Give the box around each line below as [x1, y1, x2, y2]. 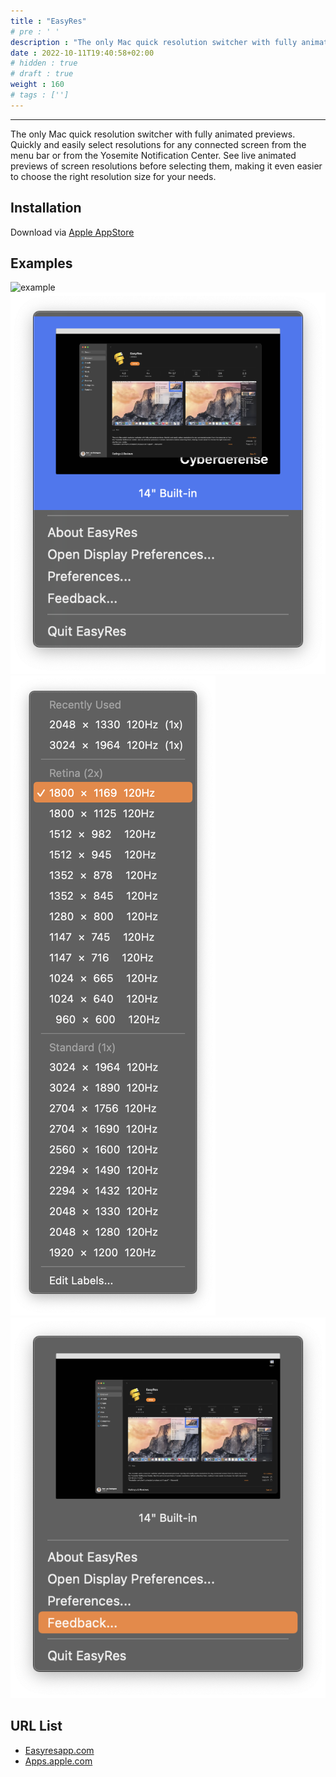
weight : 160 [10, 80, 65, 90]
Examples [10, 255, 73, 272]
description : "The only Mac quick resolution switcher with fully [10, 37, 298, 47]
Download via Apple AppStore [10, 226, 135, 238]
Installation [10, 200, 82, 217]
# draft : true [10, 69, 74, 79]
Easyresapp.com [24, 1744, 95, 1756]
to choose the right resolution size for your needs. [10, 170, 217, 182]
